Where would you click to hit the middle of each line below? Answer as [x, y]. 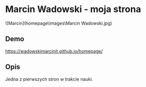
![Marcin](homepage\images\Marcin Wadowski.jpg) [59, 23]
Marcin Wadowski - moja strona [73, 9]
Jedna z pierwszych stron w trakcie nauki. [49, 79]
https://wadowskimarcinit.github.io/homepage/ [54, 51]
